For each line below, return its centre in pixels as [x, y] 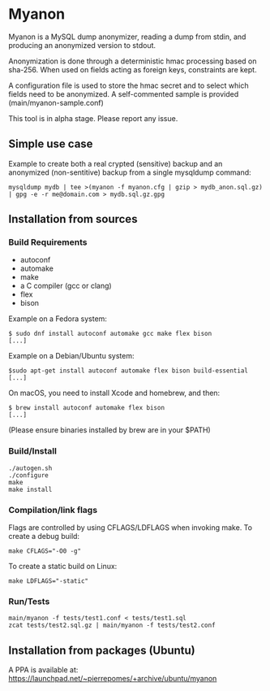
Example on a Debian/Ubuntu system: [71, 356]
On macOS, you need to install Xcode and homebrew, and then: [114, 393]
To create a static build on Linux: [63, 567]
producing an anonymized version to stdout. [82, 45]
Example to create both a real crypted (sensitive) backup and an [116, 163]
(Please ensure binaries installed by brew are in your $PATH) [109, 430]
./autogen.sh [30, 468]
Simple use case [51, 144]
